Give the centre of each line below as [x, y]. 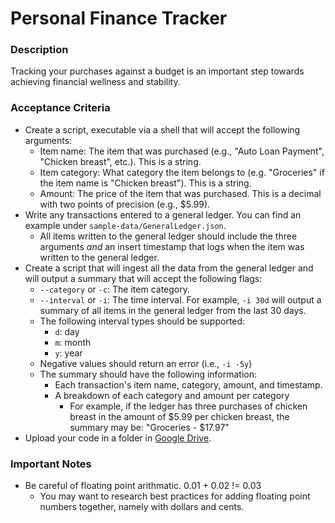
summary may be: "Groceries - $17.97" [149, 427]
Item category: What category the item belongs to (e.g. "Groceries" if [182, 172]
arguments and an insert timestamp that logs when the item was [172, 246]
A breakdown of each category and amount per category [172, 395]
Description [39, 50]
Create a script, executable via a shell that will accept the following [162, 129]
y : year [68, 353]
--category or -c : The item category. [115, 289]
